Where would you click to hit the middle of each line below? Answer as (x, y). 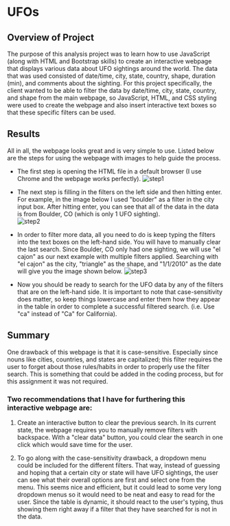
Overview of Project (51, 38)
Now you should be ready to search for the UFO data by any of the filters (120, 284)
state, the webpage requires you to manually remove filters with (107, 430)
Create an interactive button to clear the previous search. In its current (116, 422)
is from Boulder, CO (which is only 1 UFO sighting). (89, 213)
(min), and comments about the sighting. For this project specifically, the (110, 83)
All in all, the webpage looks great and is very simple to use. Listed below (111, 150)
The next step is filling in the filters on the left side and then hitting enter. (119, 192)
